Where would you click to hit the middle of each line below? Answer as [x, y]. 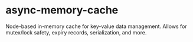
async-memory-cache [62, 10]
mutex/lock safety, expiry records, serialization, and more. [76, 32]
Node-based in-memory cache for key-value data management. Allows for [96, 26]
